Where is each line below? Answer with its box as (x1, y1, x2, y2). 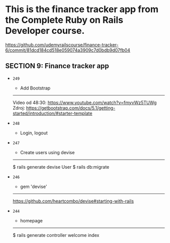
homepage (20, 217, 43, 223)
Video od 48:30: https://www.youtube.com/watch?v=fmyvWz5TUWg (12, 100, 157, 106)
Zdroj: (12, 105, 25, 111)
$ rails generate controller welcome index (12, 232, 100, 238)
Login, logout (20, 130, 48, 136)
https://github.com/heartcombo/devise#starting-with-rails (12, 198, 134, 204)
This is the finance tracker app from (5, 4, 158, 15)
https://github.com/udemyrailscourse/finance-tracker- (5, 41, 119, 47)
